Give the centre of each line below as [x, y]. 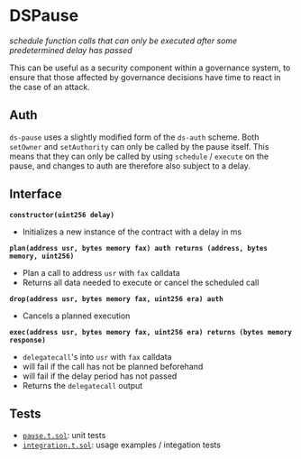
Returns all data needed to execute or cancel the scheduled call [141, 282]
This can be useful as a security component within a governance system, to [150, 68]
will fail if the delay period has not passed [100, 376]
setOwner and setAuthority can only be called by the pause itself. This [139, 146]
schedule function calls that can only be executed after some [123, 41]
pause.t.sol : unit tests [64, 436]
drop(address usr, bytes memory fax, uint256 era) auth [116, 298]
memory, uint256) [42, 256]
